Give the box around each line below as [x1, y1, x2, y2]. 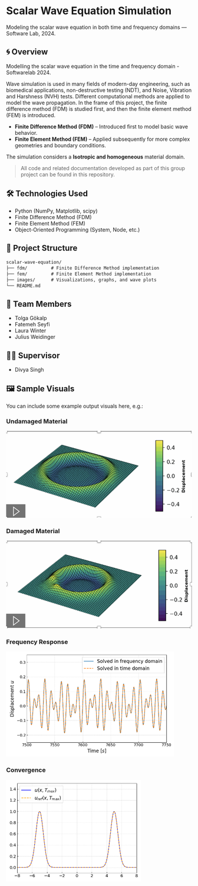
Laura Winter [14, 327, 47, 334]
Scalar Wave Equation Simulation [6, 4, 172, 18]
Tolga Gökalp [14, 315, 47, 322]
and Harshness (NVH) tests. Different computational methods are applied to [6, 92, 190, 100]
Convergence [6, 766, 46, 774]
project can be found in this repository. [20, 171, 115, 178]
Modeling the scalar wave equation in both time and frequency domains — [6, 24, 187, 31]
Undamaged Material [6, 417, 68, 425]
